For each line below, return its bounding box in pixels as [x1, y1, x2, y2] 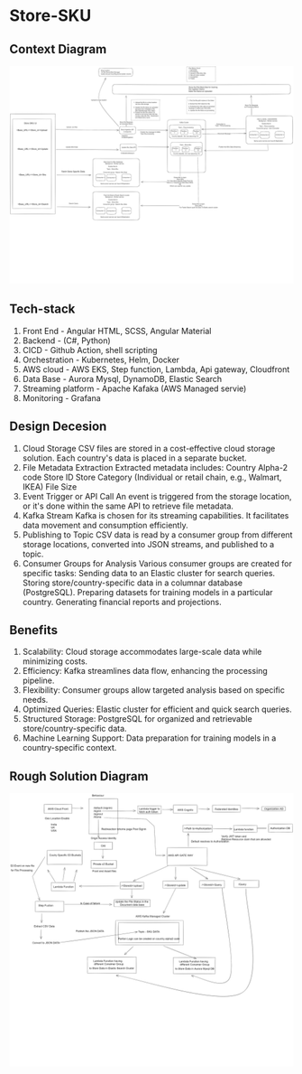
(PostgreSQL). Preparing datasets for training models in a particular [22, 586, 273, 597]
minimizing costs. [22, 656, 88, 667]
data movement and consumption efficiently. [22, 519, 188, 530]
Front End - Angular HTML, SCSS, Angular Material [22, 325, 212, 336]
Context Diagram [9, 42, 107, 57]
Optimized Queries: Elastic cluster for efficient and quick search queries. [22, 704, 292, 714]
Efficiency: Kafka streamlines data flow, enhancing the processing [22, 666, 268, 677]
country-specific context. [22, 742, 117, 753]
